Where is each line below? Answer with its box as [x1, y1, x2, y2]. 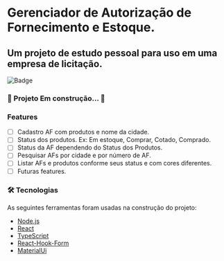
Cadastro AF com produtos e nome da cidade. [17, 128, 150, 136]
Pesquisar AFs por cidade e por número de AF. [17, 151, 151, 160]
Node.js [17, 217, 40, 225]
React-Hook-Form [17, 239, 69, 247]
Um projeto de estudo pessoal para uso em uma [7, 47, 218, 59]
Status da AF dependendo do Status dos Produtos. [17, 143, 163, 152]
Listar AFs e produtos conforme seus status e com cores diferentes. [17, 159, 212, 168]
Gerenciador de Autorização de [7, 5, 192, 21]
